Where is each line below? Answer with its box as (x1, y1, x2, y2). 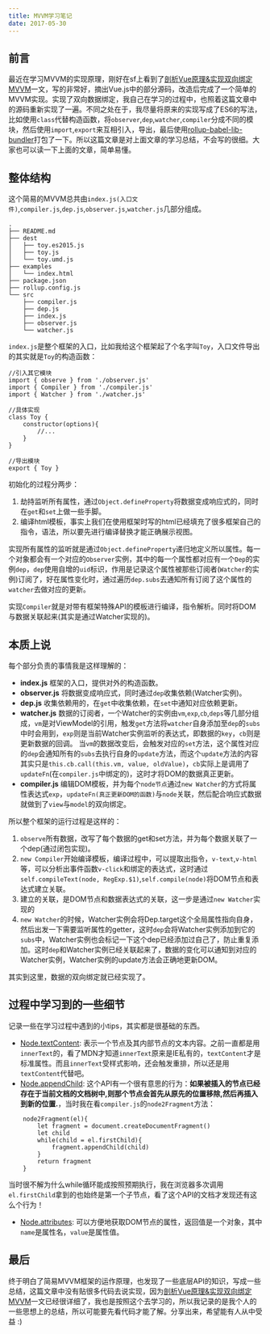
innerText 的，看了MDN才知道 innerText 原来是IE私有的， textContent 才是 (19, 1048, 261, 1057)
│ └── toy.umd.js (8, 255, 74, 264)
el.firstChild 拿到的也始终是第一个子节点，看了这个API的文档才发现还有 (8, 1189, 251, 1199)
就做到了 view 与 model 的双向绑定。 (19, 799, 131, 808)
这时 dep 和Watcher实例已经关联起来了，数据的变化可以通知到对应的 (34, 944, 257, 954)
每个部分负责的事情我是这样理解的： (8, 661, 129, 670)
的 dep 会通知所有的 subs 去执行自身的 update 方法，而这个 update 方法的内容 (19, 749, 259, 758)
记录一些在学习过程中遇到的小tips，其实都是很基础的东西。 (8, 1020, 204, 1031)
